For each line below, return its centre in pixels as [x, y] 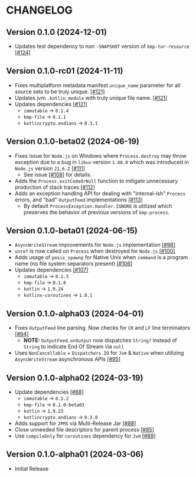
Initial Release [32, 468]
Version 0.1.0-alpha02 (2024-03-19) [75, 378]
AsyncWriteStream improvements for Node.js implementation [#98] [95, 245]
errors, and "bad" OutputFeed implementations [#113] [79, 200]
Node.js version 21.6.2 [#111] [50, 168]
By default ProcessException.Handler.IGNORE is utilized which [98, 206]
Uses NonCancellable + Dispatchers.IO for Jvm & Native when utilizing [99, 353]
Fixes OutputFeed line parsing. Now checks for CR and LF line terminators [102, 328]
